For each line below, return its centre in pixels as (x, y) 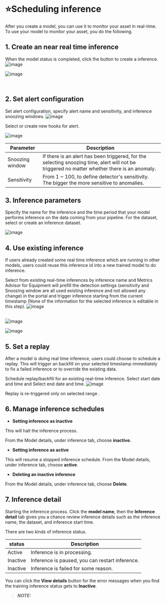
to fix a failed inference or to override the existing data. (61, 369)
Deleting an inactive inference (44, 474)
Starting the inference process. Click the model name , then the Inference (80, 511)
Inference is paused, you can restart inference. (85, 560)
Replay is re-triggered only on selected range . (53, 393)
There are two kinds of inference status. (46, 532)
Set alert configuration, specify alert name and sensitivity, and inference (79, 111)
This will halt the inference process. (41, 430)
